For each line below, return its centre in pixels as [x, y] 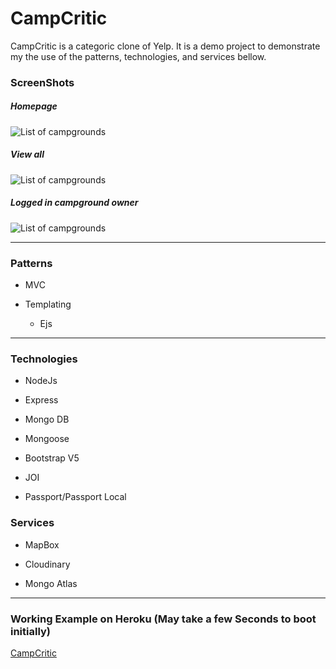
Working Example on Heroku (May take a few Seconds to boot [163, 619]
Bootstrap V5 [52, 458]
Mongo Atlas [51, 583]
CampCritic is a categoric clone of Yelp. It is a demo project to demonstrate [165, 46]
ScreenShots [42, 82]
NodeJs [41, 381]
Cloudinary [47, 564]
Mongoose [47, 439]
